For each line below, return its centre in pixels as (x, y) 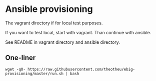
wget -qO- (15, 69)
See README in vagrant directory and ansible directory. (62, 42)
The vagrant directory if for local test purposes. (54, 23)
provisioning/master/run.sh (34, 74)
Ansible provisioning (49, 9)
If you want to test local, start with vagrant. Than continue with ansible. (78, 32)
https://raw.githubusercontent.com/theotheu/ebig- (81, 69)
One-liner (20, 58)
